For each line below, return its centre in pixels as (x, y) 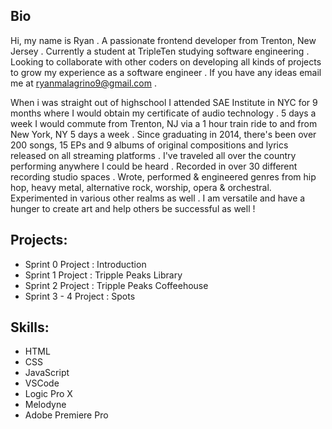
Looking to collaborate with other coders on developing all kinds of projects (166, 61)
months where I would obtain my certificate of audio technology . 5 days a (163, 113)
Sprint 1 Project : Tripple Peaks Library (103, 275)
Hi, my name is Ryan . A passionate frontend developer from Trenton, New (163, 40)
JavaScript (47, 373)
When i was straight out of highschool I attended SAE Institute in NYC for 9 (164, 102)
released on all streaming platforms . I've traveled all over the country (153, 155)
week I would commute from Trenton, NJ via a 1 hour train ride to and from (164, 123)
